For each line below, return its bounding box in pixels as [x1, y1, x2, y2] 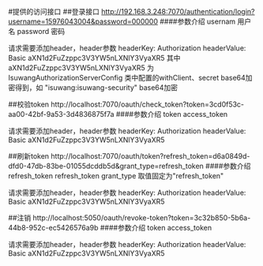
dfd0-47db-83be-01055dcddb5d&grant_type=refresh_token [8, 161, 204, 170]
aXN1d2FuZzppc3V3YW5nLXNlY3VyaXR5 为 [8, 63, 155, 73]
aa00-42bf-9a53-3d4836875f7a [8, 110, 115, 118]
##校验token [8, 99, 50, 109]
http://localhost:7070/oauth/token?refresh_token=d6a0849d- [51, 152, 250, 160]
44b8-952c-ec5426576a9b [8, 223, 99, 232]
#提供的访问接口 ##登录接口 [8, 7, 100, 16]
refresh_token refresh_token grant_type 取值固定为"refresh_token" [8, 171, 224, 180]
